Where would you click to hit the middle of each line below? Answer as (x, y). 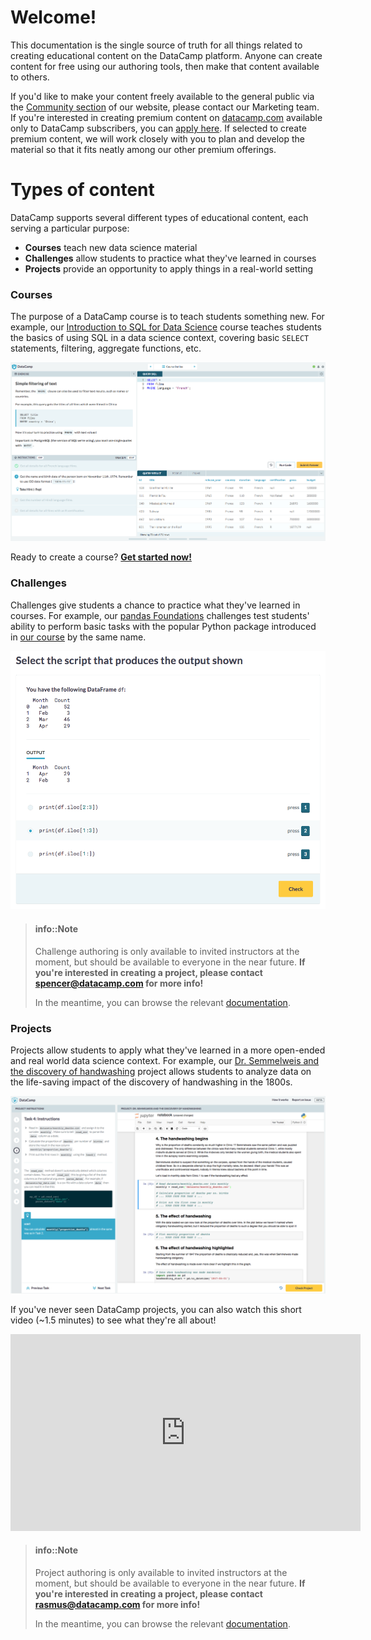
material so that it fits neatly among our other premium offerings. (143, 149)
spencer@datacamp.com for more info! (119, 983)
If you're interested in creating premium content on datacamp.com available (166, 117)
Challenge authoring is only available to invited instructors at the (167, 951)
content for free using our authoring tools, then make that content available (165, 66)
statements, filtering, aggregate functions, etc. (106, 348)
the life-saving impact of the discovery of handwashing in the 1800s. (151, 1082)
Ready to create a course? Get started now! (101, 557)
